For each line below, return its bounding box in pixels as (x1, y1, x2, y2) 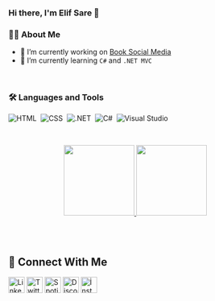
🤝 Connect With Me (8, 255, 108, 269)
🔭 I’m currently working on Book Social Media (19, 47, 172, 57)
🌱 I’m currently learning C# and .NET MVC (19, 56, 153, 65)
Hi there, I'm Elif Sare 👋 (8, 7, 100, 19)
